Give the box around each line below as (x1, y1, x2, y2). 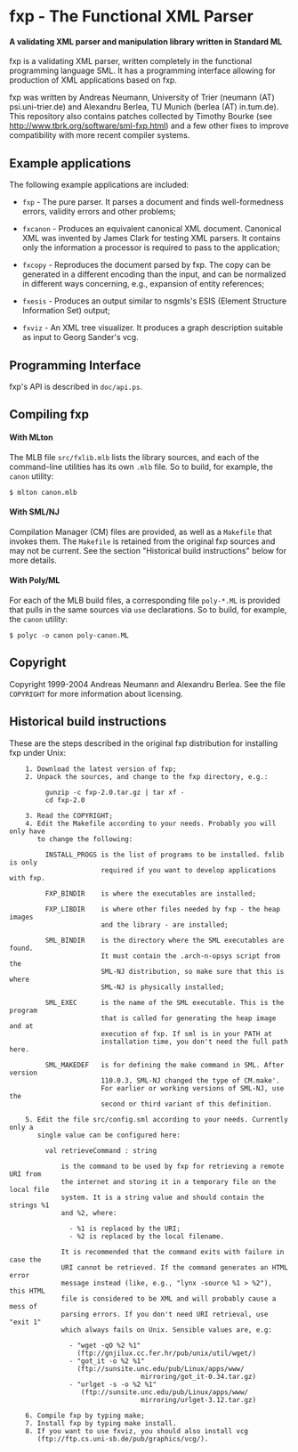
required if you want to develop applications (101, 865, 277, 874)
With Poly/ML (9, 575, 60, 586)
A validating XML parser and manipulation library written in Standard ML (9, 36, 283, 46)
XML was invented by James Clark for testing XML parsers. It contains (21, 233, 281, 244)
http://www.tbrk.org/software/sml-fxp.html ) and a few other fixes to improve (9, 120, 289, 131)
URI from (9, 1169, 42, 1179)
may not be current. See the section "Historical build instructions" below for (9, 545, 287, 556)
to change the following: (36, 834, 133, 843)
